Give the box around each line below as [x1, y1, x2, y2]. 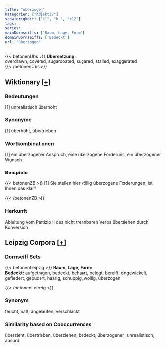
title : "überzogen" [5, 7, 45, 12]
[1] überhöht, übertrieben [5, 127, 56, 134]
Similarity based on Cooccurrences [5, 321, 92, 328]
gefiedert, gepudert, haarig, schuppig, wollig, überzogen [5, 275, 121, 281]
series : [5, 26, 21, 31]
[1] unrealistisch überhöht [5, 104, 57, 110]
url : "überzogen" [5, 40, 41, 45]
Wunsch [5, 157, 22, 163]
